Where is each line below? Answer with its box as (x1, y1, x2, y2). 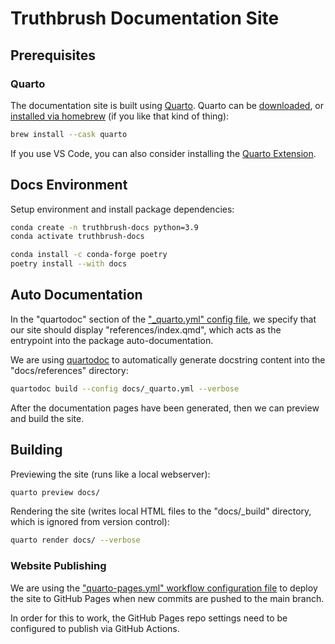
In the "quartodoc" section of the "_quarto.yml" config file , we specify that (10, 313, 317, 325)
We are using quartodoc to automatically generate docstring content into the (10, 353, 326, 366)
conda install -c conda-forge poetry (10, 250, 168, 260)
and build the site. (10, 412, 85, 424)
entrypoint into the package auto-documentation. (10, 334, 214, 346)
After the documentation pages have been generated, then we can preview (10, 402, 320, 414)
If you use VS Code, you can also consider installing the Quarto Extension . (10, 147, 317, 159)
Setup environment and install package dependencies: (10, 203, 235, 215)
